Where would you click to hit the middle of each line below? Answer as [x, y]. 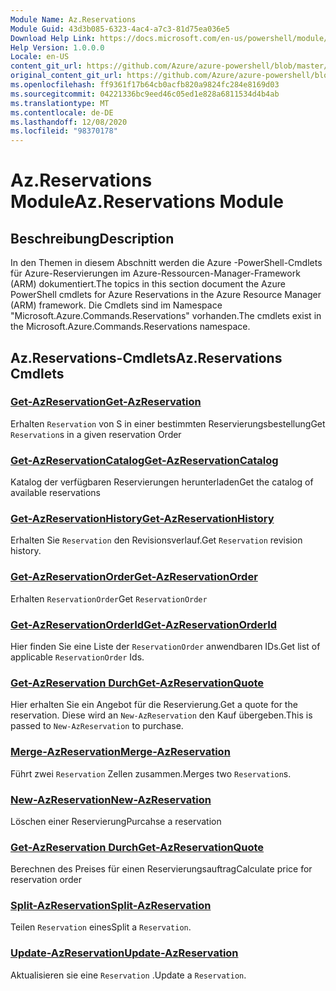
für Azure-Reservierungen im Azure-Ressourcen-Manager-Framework [155, 273]
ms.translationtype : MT [60, 103]
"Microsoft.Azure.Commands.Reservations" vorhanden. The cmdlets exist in [166, 316]
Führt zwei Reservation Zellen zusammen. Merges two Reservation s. [151, 773]
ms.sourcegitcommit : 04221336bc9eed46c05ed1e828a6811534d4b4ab [145, 94]
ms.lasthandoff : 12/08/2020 [69, 122]
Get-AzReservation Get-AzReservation [106, 402]
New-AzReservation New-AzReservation [111, 799]
